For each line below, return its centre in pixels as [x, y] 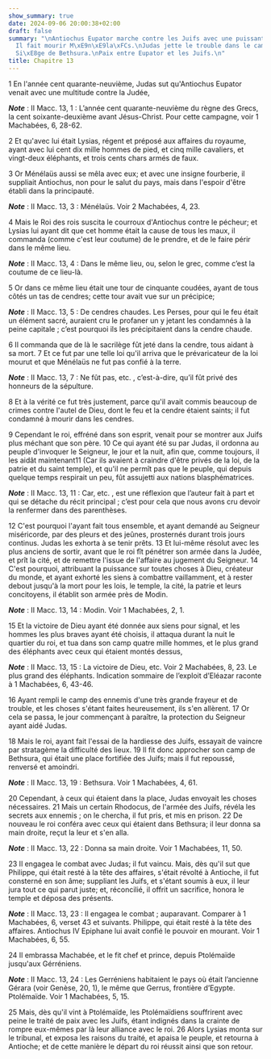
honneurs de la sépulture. [51, 386]
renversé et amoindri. [44, 767]
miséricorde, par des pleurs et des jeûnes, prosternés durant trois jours [127, 534]
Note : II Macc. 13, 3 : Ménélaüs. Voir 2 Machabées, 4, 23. [104, 206]
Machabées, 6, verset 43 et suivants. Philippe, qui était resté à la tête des [130, 922]
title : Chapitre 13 [41, 61]
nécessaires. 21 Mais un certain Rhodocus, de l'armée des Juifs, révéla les [132, 806]
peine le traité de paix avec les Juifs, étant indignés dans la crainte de [124, 1020]
